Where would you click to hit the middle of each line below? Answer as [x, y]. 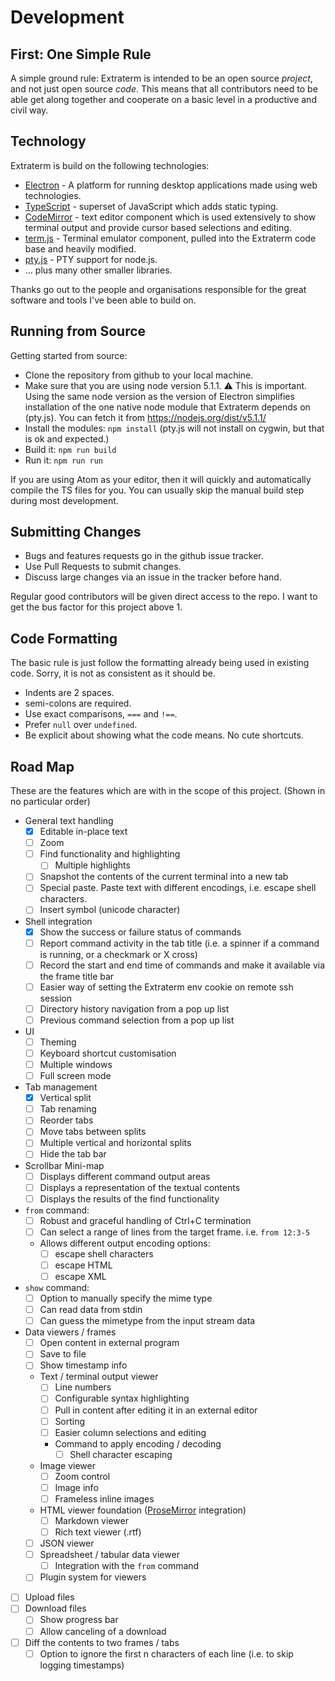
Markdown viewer [91, 1520]
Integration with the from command [127, 1566]
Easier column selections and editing [130, 1432]
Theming [58, 1042]
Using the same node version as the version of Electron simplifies [159, 396]
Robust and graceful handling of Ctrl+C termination [145, 1220]
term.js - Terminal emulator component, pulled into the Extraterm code [170, 238]
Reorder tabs [66, 1120]
